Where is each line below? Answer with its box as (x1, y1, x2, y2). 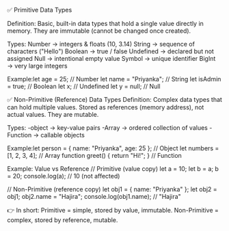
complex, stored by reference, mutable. (7, 216, 118, 224)
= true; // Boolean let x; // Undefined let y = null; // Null (7, 82, 161, 90)
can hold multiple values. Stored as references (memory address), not (7, 103, 204, 111)
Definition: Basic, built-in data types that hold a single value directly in (7, 20, 204, 27)
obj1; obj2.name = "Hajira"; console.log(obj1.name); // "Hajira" (7, 193, 181, 200)
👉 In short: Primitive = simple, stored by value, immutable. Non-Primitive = (7, 206, 219, 214)
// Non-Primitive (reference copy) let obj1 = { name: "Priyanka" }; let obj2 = (7, 185, 217, 193)
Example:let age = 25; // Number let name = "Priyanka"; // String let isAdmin (7, 75, 221, 83)
